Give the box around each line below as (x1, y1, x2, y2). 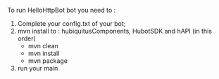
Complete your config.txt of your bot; (17, 20, 126, 27)
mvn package (27, 57, 68, 65)
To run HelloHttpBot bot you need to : (7, 6, 116, 14)
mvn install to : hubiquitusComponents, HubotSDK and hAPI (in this (17, 27, 213, 35)
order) (17, 34, 37, 43)
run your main (17, 64, 58, 72)
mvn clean (27, 42, 58, 50)
